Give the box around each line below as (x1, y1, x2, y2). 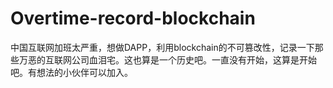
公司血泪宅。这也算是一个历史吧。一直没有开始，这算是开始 (71, 53, 317, 66)
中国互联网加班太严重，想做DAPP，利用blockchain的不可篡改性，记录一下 (10, 41, 315, 53)
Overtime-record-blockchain (10, 7, 256, 30)
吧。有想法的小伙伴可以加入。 (10, 66, 133, 78)
